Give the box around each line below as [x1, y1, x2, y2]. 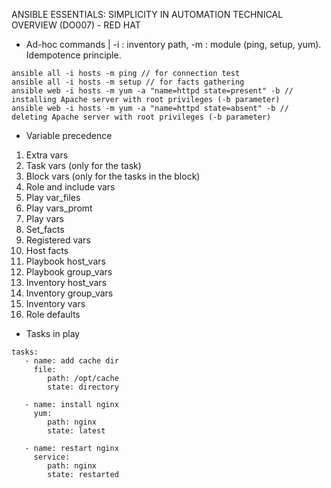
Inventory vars [25, 298, 86, 309]
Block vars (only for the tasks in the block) [25, 170, 201, 182]
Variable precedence [25, 130, 113, 141]
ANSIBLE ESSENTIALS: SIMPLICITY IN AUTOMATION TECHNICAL [11, 9, 284, 20]
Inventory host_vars [25, 277, 108, 288]
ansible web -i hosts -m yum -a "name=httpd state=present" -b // [11, 86, 294, 96]
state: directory [47, 382, 119, 392]
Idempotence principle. [25, 49, 122, 61]
